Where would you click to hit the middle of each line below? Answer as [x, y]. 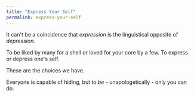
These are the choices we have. [45, 70]
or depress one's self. [33, 59]
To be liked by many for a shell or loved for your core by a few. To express [97, 52]
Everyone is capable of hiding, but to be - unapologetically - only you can [96, 82]
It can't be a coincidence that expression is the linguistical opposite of [92, 34]
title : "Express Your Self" [41, 12]
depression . [21, 41]
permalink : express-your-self [44, 17]
